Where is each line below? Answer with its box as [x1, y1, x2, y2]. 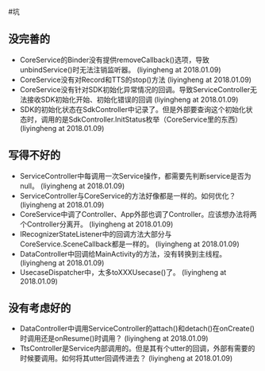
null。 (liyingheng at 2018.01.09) [19, 181, 125, 191]
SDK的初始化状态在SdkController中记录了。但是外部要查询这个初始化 [19, 104, 246, 114]
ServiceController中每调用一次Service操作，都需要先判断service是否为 [19, 171, 252, 180]
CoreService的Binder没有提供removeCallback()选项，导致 [19, 55, 210, 64]
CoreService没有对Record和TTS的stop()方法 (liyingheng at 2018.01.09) [19, 75, 252, 84]
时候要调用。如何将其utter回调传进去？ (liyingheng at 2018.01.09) [19, 354, 232, 363]
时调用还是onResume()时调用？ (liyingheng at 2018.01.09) [19, 334, 209, 343]
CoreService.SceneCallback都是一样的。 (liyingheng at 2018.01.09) [19, 239, 240, 249]
